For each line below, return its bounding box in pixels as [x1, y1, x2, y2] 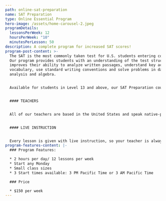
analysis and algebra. [9, 72, 56, 77]
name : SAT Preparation [5, 12, 52, 17]
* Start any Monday [9, 161, 50, 166]
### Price [9, 179, 30, 184]
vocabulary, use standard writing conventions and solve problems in [9, 67, 156, 72]
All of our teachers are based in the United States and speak [9, 112, 142, 117]
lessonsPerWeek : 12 [9, 30, 50, 35]
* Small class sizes [9, 166, 52, 171]
